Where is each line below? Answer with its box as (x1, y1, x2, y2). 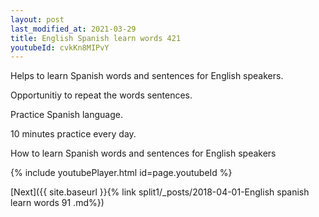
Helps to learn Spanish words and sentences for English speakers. (10, 70, 284, 82)
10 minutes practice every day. (10, 128, 137, 140)
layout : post (10, 14, 65, 25)
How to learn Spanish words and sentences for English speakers (10, 147, 277, 160)
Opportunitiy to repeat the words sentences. (10, 89, 193, 101)
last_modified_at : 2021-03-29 (10, 24, 137, 34)
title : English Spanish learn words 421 (10, 33, 182, 43)
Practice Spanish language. (10, 109, 123, 121)
